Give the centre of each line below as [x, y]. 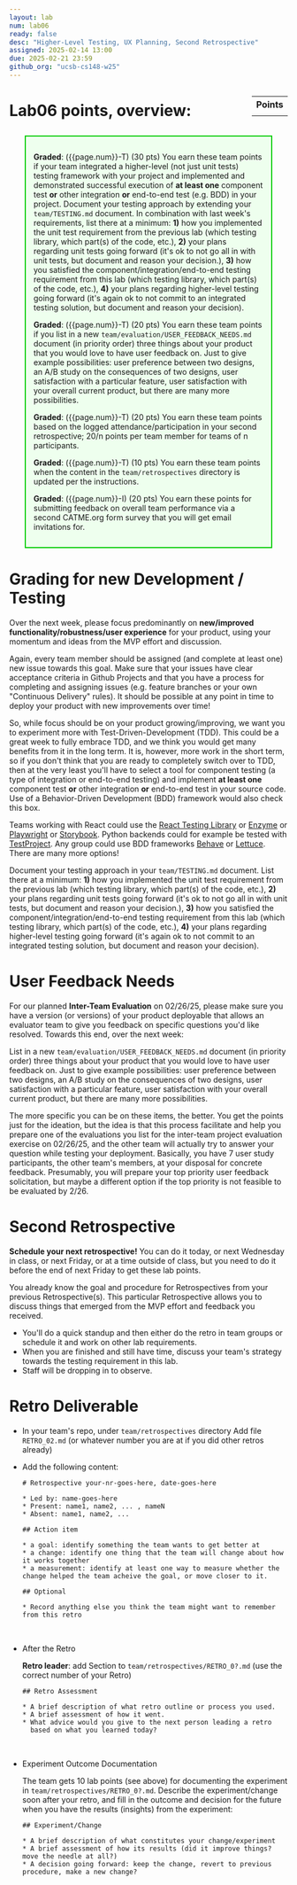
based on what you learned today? [94, 1730]
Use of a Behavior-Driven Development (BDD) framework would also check [146, 798]
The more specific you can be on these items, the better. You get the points [147, 1115]
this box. [25, 808]
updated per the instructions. [87, 482]
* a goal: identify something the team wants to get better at [141, 1545]
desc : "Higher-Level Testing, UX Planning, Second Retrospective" [134, 42]
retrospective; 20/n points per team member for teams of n [141, 436]
